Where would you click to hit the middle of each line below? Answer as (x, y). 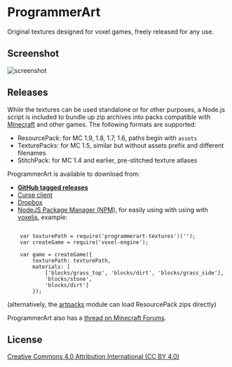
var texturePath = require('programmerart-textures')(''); (108, 236)
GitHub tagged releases (53, 187)
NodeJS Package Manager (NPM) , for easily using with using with (112, 209)
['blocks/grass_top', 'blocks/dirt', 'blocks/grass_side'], (134, 273)
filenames (32, 153)
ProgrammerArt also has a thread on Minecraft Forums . (87, 318)
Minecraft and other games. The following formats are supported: (102, 124)
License (25, 339)
